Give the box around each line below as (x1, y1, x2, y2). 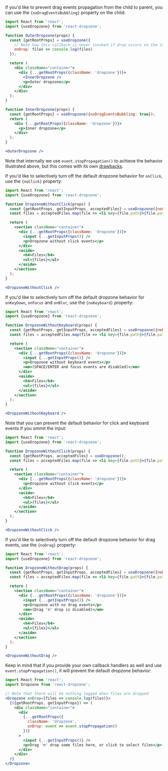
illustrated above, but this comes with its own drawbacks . (5, 163, 123, 169)
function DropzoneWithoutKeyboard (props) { (5, 323, 97, 328)
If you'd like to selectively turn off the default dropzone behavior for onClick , (5, 173, 163, 179)
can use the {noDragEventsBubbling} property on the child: (5, 10, 126, 16)
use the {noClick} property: (5, 178, 62, 184)
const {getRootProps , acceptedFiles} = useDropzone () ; (9, 453, 126, 458)
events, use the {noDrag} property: (5, 542, 76, 548)
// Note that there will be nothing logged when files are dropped (5, 691, 149, 696)
